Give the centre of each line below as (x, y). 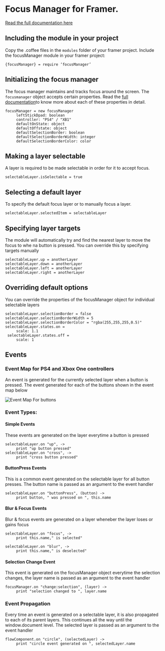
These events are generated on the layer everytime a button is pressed (77, 435)
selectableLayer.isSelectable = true (44, 177)
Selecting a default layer (43, 192)
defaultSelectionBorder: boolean (50, 132)
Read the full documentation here (39, 23)
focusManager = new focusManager (39, 111)
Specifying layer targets (43, 228)
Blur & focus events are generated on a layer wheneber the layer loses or (79, 519)
